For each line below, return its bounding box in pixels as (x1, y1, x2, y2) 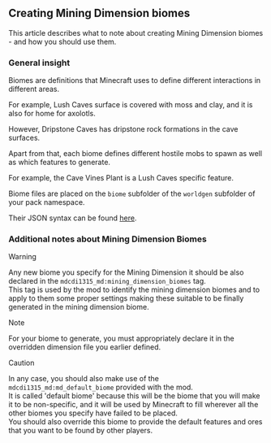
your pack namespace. (8, 198, 85, 207)
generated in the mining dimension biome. (8, 302, 149, 312)
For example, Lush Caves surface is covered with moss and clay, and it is (8, 100, 253, 110)
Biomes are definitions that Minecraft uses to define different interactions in (8, 76, 261, 85)
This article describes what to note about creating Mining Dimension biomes (8, 28, 264, 37)
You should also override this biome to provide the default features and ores (8, 417, 263, 427)
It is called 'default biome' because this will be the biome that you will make (8, 391, 260, 401)
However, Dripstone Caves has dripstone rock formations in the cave (8, 124, 239, 134)
